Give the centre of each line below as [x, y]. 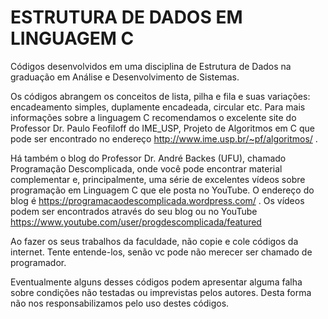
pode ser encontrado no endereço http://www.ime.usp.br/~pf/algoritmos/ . [164, 138]
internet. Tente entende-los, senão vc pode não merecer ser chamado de [161, 252]
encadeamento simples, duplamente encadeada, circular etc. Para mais [158, 107]
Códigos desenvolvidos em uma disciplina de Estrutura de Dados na [151, 66]
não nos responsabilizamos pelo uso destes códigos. [120, 303]
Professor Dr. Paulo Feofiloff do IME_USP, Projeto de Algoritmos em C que [162, 128]
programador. [38, 262]
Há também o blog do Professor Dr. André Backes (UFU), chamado [148, 158]
